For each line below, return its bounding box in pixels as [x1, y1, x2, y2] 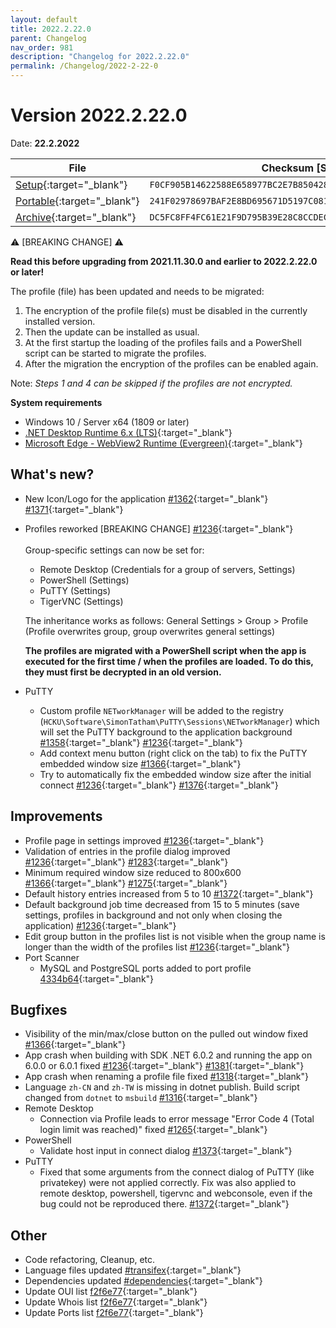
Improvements [10, 808, 103, 825]
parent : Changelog [10, 33, 87, 43]
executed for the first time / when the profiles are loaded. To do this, [24, 655, 314, 667]
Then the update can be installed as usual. [24, 326, 200, 338]
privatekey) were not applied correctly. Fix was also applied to [39, 1177, 297, 1189]
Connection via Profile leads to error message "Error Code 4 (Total [39, 1113, 315, 1125]
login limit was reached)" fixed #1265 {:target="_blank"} [39, 1124, 268, 1136]
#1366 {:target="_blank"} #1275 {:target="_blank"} [24, 877, 228, 889]
